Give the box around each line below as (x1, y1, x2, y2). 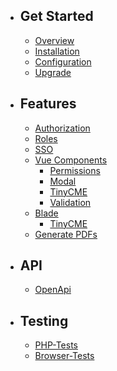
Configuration (34, 55, 92, 68)
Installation (34, 45, 80, 57)
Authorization (34, 122, 91, 134)
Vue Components (34, 154, 108, 166)
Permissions (49, 164, 101, 176)
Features (19, 95, 77, 113)
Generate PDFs (34, 228, 98, 240)
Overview (34, 34, 75, 46)
